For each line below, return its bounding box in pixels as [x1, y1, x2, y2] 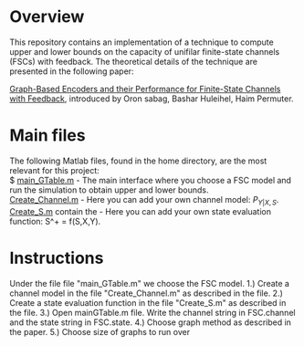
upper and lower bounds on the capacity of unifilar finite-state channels [9, 46, 280, 57]
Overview [9, 6, 85, 27]
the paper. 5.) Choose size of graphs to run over [9, 326, 190, 337]
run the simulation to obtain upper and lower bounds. [9, 184, 209, 195]
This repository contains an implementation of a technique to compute [9, 37, 274, 47]
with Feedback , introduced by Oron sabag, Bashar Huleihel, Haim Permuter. [9, 93, 294, 104]
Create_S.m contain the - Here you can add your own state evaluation [9, 205, 272, 216]
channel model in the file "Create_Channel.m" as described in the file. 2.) [9, 288, 283, 299]
